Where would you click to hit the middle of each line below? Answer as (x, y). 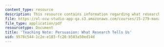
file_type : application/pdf (34, 23)
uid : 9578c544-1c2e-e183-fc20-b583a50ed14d (50, 37)
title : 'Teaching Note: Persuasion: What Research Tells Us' (69, 32)
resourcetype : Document (29, 28)
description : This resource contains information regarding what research (83, 14)
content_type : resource (29, 10)
